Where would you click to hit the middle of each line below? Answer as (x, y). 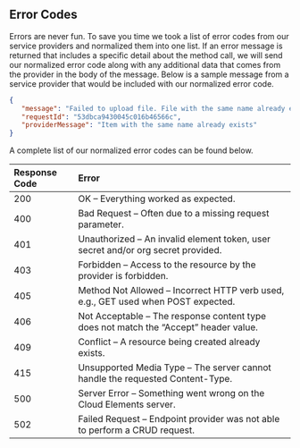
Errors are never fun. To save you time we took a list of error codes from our (149, 36)
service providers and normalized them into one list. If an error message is (146, 46)
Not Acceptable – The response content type (172, 317)
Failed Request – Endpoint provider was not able (179, 419)
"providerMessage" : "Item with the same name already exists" (139, 125)
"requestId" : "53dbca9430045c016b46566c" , (101, 117)
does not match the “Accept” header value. (168, 327)
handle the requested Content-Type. (155, 379)
